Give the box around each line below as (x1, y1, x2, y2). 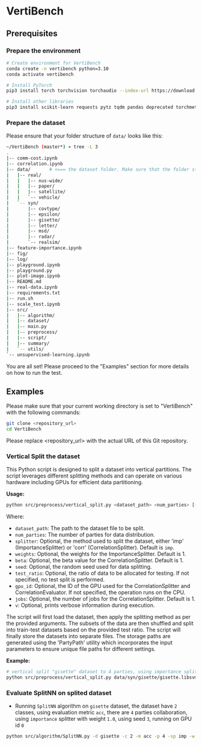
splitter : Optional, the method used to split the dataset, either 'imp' (14, 537, 184, 545)
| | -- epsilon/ (6, 211, 61, 217)
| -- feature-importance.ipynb (6, 245, 82, 251)
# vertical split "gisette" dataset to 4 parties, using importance (6, 669, 182, 675)
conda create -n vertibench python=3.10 (6, 65, 109, 72)
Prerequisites (6, 28, 58, 39)
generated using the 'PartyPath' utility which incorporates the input (6, 639, 173, 647)
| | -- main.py (6, 324, 47, 330)
